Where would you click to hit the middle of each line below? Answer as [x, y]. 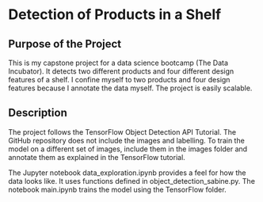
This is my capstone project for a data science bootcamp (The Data [118, 63]
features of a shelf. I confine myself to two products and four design [119, 80]
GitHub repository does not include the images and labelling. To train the [127, 140]
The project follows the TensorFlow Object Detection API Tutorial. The [122, 131]
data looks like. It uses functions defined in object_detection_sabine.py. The [132, 181]
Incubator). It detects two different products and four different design [121, 71]
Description [38, 113]
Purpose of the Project [65, 44]
